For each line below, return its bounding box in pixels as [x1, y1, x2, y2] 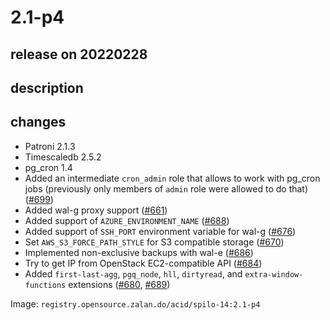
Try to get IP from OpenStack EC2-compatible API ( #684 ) [24, 257, 263, 269]
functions [24, 280, 67, 290]
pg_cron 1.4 [24, 161, 73, 173]
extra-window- [244, 269, 304, 280]
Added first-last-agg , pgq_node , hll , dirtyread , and [24, 267, 243, 280]
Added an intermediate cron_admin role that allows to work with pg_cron [24, 172, 321, 184]
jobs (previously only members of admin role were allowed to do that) [24, 182, 309, 195]
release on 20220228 [10, 46, 148, 63]
